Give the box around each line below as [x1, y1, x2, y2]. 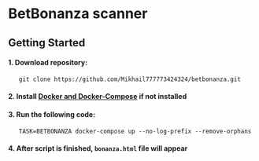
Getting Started [8, 36, 86, 49]
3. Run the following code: [8, 109, 96, 119]
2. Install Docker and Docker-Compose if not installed [8, 92, 187, 101]
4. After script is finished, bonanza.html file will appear [8, 144, 188, 153]
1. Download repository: [8, 58, 88, 68]
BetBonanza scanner [8, 5, 148, 23]
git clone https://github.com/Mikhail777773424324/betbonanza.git [18, 75, 242, 83]
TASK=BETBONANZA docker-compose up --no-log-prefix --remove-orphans [18, 127, 252, 135]
